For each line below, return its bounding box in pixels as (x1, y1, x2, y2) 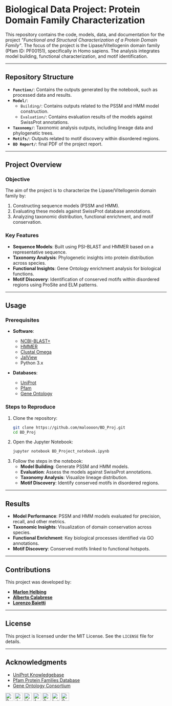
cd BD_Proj (12, 430, 36, 435)
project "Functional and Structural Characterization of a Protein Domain (5, 37, 158, 43)
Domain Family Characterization (5, 14, 145, 26)
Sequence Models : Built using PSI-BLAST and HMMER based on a (12, 243, 154, 249)
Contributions (5, 565, 51, 574)
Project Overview (5, 160, 62, 169)
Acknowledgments (5, 658, 68, 667)
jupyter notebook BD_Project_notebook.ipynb (12, 449, 110, 454)
